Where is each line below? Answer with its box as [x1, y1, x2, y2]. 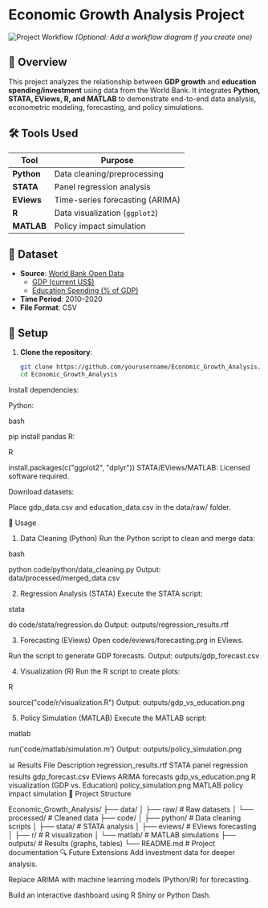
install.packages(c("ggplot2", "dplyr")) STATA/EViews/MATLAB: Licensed [8, 462, 250, 472]
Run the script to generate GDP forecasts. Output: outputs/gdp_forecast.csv [8, 650, 260, 660]
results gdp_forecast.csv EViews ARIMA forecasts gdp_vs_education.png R [8, 772, 256, 781]
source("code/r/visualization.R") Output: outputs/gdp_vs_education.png [8, 697, 245, 707]
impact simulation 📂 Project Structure [8, 788, 132, 798]
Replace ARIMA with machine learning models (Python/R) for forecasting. [8, 874, 251, 884]
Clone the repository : [19, 348, 93, 357]
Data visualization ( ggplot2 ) [54, 207, 159, 218]
